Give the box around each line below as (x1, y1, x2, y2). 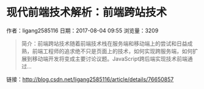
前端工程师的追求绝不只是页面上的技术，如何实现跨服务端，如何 (32, 47, 193, 55)
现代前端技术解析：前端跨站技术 (6, 5, 167, 20)
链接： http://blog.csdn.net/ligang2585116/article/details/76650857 (6, 76, 174, 83)
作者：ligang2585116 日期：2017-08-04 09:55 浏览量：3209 (6, 27, 159, 34)
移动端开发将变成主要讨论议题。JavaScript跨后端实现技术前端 (32, 55, 188, 62)
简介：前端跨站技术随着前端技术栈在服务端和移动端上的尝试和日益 (21, 40, 188, 47)
